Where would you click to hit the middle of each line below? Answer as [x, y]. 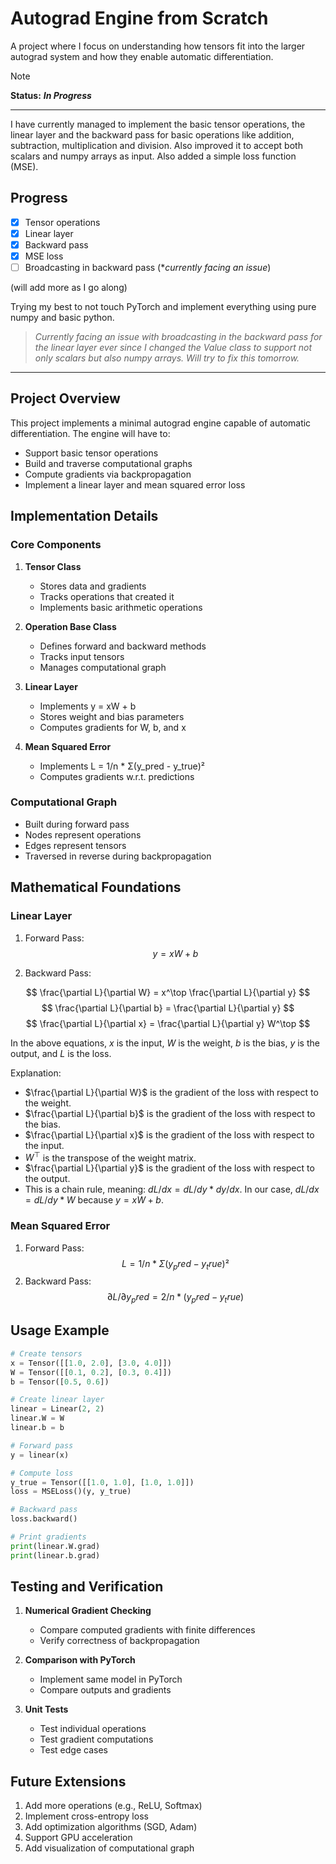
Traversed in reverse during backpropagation [118, 856]
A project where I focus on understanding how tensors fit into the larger [158, 46]
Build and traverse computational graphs [108, 463]
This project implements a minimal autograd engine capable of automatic [161, 423]
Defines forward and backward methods [123, 646]
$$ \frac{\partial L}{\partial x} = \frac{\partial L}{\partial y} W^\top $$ [168, 1023]
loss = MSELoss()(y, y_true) [71, 1492]
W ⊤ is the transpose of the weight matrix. [110, 1157]
